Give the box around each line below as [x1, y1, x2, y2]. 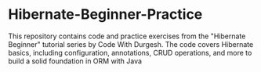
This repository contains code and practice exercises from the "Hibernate [8, 31, 246, 41]
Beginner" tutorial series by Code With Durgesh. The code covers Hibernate [8, 39, 254, 49]
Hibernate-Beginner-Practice [8, 5, 203, 23]
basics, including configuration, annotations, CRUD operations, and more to [8, 48, 252, 57]
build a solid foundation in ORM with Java [8, 56, 143, 66]
